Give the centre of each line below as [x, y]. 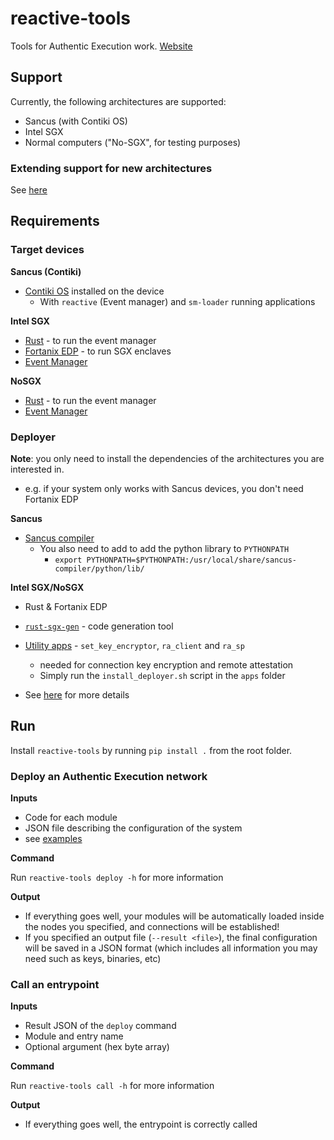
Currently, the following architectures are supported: [118, 101]
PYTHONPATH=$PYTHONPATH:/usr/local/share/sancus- [191, 560]
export [68, 560]
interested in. [37, 469]
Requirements [55, 221]
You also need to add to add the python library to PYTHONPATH [164, 549]
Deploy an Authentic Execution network [109, 776]
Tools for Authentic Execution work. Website [101, 46]
